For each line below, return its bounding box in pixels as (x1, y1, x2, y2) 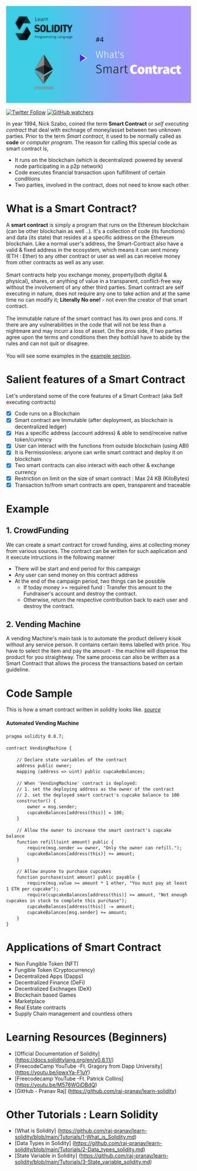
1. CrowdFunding (6, 525, 69, 536)
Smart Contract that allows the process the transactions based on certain (6, 660, 184, 667)
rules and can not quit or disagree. (6, 340, 90, 347)
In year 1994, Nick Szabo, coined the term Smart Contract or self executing (6, 120, 189, 127)
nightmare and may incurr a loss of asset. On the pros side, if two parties (6, 328, 182, 335)
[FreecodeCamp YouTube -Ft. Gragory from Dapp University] (14, 1062, 163, 1069)
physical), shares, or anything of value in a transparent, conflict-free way (6, 278, 182, 285)
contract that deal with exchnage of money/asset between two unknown (6, 126, 181, 134)
